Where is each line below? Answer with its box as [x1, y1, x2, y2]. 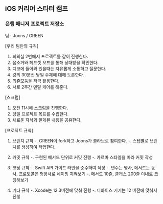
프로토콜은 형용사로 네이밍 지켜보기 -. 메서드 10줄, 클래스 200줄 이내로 [19, 171, 153, 177]
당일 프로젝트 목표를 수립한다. [12, 111, 69, 116]
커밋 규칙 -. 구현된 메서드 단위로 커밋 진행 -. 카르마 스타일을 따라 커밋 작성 [12, 154, 153, 160]
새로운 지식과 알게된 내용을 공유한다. [12, 117, 82, 123]
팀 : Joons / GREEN [5, 32, 44, 38]
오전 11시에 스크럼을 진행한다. [12, 105, 69, 111]
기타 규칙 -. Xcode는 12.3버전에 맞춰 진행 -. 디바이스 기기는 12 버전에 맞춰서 [12, 187, 158, 193]
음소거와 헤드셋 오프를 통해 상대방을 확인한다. [12, 59, 99, 65]
